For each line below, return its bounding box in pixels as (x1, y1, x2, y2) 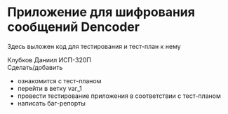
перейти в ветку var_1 (17, 84, 82, 92)
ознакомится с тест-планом (17, 76, 102, 85)
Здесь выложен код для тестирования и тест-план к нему (7, 42, 181, 50)
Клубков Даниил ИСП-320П (7, 55, 91, 64)
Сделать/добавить (7, 63, 63, 71)
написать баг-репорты (17, 99, 86, 107)
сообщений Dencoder (7, 19, 140, 35)
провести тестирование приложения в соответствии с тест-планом (17, 92, 221, 100)
